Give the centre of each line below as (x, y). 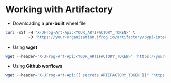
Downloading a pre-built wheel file (49, 23)
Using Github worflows (37, 66)
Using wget (25, 47)
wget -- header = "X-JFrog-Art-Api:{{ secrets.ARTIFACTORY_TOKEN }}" (77, 75)
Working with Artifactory (59, 9)
